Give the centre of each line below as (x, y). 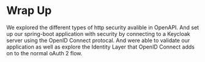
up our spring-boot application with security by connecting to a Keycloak (99, 33)
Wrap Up (29, 11)
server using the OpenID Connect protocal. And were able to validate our (98, 40)
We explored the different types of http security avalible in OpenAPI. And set (103, 27)
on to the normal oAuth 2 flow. (44, 53)
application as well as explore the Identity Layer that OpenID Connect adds (100, 47)
